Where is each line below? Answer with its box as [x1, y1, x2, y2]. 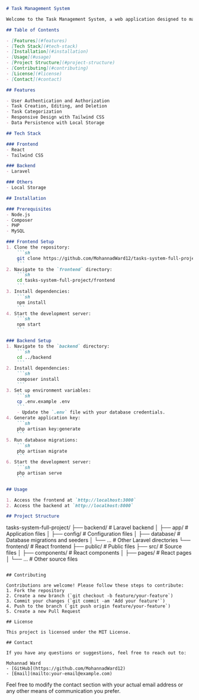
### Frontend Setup [6, 239, 54, 245]
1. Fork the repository [6, 588, 65, 594]
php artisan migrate [17, 448, 68, 454]
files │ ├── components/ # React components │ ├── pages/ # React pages [6, 549, 192, 556]
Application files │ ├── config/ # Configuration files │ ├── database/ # [6, 530, 181, 537]
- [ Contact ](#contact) [6, 76, 62, 82]
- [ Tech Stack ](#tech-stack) [6, 43, 78, 49]
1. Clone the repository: [6, 244, 70, 250]
